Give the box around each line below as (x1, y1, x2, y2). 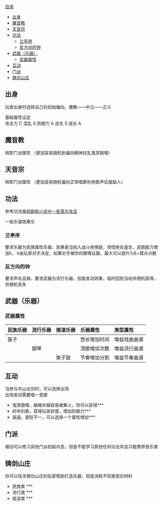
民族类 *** (12, 483, 33, 489)
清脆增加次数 (80, 345, 110, 352)
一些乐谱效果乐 (5, 219, 35, 225)
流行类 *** (12, 489, 33, 495)
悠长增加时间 (80, 336, 110, 343)
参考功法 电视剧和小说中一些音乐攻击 (5, 209, 78, 214)
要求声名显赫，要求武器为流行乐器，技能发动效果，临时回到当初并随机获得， (5, 275, 158, 281)
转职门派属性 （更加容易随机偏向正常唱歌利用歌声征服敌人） (5, 179, 125, 185)
